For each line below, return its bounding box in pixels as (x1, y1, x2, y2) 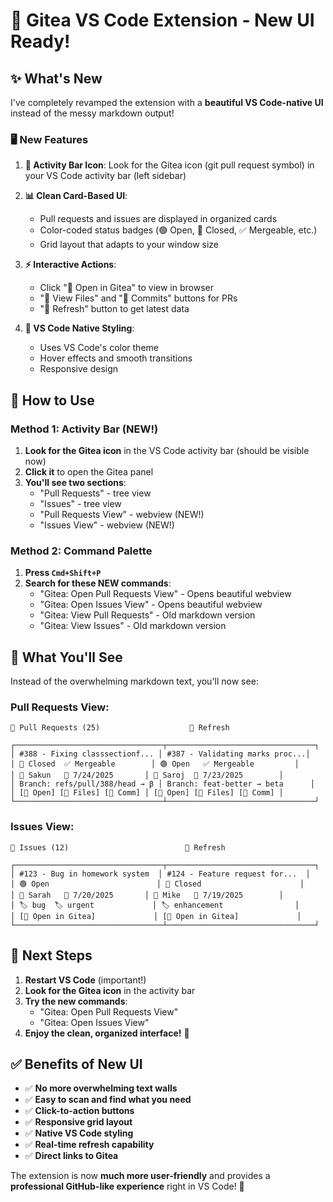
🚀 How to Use (10, 392, 95, 409)
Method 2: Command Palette (10, 544, 153, 558)
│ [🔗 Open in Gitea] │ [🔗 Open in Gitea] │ (10, 911, 302, 921)
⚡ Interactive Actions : (24, 259, 117, 271)
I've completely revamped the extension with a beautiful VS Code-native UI (10, 97, 324, 108)
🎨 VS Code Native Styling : (24, 322, 135, 334)
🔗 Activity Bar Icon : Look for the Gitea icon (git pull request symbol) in (24, 159, 315, 171)
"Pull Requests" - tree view (39, 487, 152, 499)
